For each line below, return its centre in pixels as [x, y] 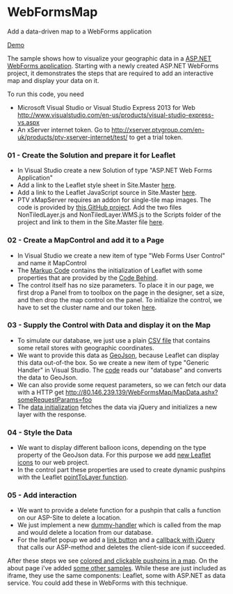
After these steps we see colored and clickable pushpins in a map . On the [113, 561]
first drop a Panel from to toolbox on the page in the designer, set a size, [121, 292]
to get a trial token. [156, 137]
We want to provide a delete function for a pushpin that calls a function [119, 510]
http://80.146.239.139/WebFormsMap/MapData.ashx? [142, 392]
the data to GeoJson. [47, 377]
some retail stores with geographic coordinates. [86, 347]
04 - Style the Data [40, 432]
